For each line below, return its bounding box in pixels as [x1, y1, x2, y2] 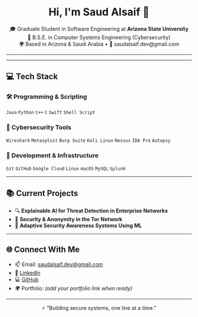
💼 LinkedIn [14, 269, 41, 276]
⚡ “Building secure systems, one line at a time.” [42, 304, 156, 311]
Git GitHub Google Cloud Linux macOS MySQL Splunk [6, 166, 126, 172]
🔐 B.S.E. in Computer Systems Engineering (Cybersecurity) [27, 34, 171, 41]
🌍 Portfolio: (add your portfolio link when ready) [14, 284, 133, 292]
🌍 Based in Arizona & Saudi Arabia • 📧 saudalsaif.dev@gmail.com [18, 40, 180, 47]
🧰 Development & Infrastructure [6, 151, 99, 159]
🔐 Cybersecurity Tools [6, 123, 72, 131]
